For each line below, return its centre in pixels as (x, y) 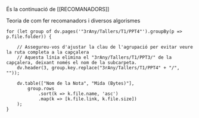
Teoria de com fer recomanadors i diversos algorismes (73, 20)
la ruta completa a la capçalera (48, 52)
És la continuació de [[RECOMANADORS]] (58, 9)
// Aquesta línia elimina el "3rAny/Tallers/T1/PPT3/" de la (94, 58)
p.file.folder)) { (29, 37)
